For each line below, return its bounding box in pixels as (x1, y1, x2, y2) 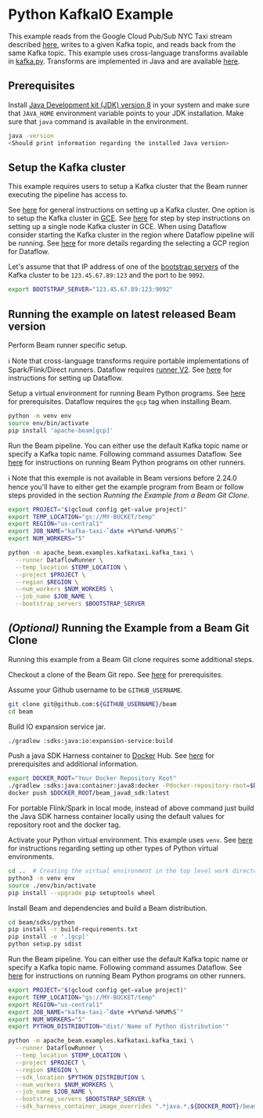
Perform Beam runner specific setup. (8, 340, 128, 350)
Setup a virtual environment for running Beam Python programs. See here (8, 388, 246, 398)
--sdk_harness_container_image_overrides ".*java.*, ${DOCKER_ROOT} (15, 1102, 240, 1111)
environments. (8, 852, 55, 861)
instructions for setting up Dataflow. (8, 373, 124, 382)
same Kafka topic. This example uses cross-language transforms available (8, 48, 249, 57)
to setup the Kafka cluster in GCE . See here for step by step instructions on (8, 213, 250, 223)
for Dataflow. (8, 247, 50, 257)
